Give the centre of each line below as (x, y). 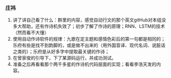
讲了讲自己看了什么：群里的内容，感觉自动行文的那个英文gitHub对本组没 (89, 20)
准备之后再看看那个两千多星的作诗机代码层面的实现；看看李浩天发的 (84, 64)
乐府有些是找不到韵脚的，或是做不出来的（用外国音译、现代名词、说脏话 (89, 45)
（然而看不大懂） (31, 33)
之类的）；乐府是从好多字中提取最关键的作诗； (61, 52)
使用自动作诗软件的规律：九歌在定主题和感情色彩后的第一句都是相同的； (89, 39)
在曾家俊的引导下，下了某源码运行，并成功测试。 (64, 58)
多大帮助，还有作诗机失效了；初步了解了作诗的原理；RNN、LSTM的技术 (89, 26)
